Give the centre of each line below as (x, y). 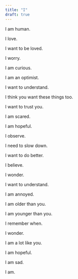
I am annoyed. (20, 194)
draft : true (17, 15)
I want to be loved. (24, 48)
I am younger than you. (29, 213)
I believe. (14, 165)
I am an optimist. (22, 77)
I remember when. (24, 223)
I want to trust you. (24, 106)
